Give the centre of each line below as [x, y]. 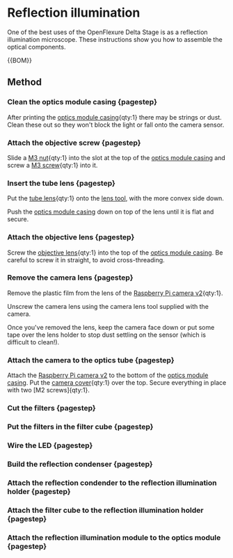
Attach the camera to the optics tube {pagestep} [91, 360]
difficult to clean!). [33, 342]
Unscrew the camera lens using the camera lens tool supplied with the [108, 306]
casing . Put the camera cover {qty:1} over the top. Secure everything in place [117, 383]
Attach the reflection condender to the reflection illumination [112, 483]
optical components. [37, 47]
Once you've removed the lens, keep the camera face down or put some [111, 327]
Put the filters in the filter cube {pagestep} [80, 427]
